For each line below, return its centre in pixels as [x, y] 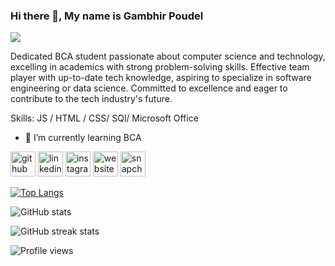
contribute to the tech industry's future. [91, 99]
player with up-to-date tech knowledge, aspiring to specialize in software [161, 78]
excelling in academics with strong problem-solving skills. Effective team [160, 67]
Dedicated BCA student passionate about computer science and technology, [168, 56]
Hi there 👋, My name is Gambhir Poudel [107, 16]
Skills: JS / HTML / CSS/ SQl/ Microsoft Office [104, 118]
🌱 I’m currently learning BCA [83, 138]
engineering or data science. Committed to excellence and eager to [149, 88]
